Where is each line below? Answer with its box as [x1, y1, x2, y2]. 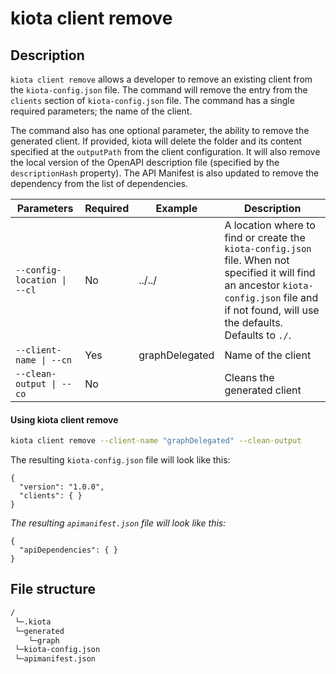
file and [283, 291, 319, 304]
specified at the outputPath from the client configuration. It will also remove [10, 146, 321, 157]
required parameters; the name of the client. [10, 105, 193, 117]
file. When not [224, 253, 290, 267]
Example [155, 202, 198, 215]
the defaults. [224, 316, 283, 329]
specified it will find [224, 266, 316, 279]
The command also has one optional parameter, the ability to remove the [10, 125, 310, 136]
